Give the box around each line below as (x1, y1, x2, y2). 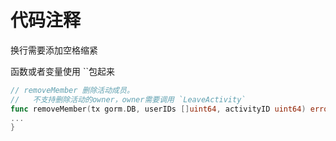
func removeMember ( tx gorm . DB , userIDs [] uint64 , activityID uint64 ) (10, 104, 307, 114)
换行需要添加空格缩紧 (10, 44, 98, 56)
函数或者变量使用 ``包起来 (10, 65, 115, 77)
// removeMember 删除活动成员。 (10, 85, 135, 95)
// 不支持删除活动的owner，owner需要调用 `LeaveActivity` (10, 94, 247, 105)
